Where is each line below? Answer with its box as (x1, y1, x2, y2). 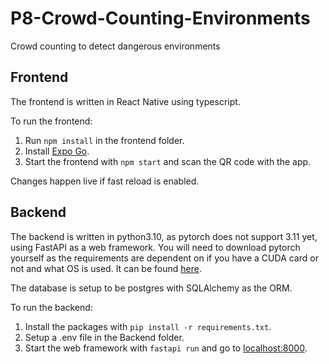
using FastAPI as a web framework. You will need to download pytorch (10, 241, 301, 253)
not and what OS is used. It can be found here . (10, 262, 202, 274)
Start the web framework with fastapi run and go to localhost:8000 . (24, 342, 308, 354)
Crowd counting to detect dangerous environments (10, 40, 221, 52)
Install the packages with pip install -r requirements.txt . (24, 320, 272, 332)
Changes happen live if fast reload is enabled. (10, 175, 200, 187)
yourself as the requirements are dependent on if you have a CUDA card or (10, 252, 319, 264)
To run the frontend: (10, 115, 93, 127)
